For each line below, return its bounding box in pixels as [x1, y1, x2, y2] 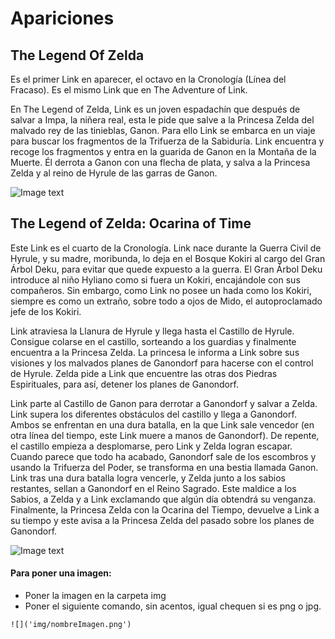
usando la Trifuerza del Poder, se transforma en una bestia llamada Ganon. [10, 461, 319, 473]
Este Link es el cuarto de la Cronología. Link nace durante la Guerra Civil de [10, 242, 322, 254]
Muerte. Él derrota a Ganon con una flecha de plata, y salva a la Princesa [10, 157, 311, 168]
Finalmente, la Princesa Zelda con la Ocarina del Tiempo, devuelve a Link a [10, 503, 320, 516]
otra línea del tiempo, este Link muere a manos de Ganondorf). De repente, [10, 429, 320, 441]
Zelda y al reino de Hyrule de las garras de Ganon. [10, 167, 218, 179]
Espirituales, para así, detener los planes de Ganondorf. [10, 378, 239, 390]
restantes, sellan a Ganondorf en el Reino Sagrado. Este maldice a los [10, 482, 297, 494]
